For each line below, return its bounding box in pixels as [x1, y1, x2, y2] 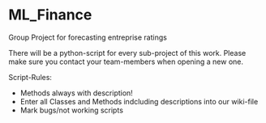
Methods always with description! [19, 87, 134, 98]
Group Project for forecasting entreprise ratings [8, 32, 168, 42]
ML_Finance [8, 6, 92, 24]
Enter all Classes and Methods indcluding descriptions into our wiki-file [19, 96, 259, 106]
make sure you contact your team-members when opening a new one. [8, 57, 244, 66]
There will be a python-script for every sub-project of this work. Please [8, 48, 247, 57]
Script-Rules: [8, 72, 53, 82]
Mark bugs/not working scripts [19, 105, 124, 115]
